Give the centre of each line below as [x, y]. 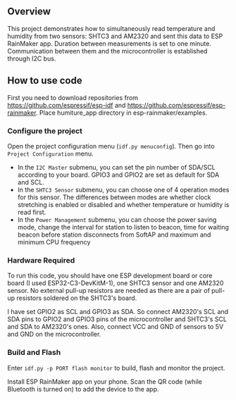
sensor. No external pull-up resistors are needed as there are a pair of [108, 291]
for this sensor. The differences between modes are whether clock [114, 197]
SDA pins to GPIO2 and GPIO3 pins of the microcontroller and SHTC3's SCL [117, 319]
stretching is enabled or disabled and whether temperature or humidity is [123, 204]
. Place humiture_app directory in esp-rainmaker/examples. [122, 113]
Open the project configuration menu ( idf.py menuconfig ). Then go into [111, 146]
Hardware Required [41, 260]
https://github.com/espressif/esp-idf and [67, 105]
